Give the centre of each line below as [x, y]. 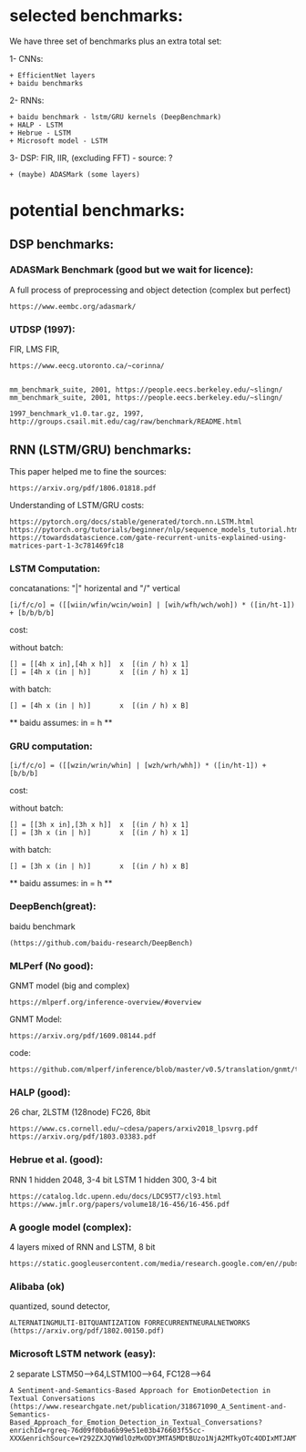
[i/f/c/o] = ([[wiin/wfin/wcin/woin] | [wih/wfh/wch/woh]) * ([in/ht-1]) [153, 605]
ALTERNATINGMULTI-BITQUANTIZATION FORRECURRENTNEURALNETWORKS [130, 1323]
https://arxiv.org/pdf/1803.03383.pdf [83, 1137]
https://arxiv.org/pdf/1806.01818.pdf [83, 488]
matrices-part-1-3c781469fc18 [67, 546]
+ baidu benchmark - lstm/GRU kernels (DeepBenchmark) [116, 117]
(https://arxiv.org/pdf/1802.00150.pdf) [87, 1331]
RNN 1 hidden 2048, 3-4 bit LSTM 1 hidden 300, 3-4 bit [113, 1180]
